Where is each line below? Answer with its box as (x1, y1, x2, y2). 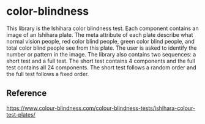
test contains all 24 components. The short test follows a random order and (6, 63, 197, 71)
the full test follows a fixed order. (6, 70, 89, 77)
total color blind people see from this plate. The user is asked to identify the (6, 44, 197, 52)
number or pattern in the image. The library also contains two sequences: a (6, 50, 196, 58)
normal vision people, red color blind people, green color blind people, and (6, 37, 195, 45)
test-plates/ (6, 110, 35, 118)
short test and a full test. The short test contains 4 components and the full (6, 57, 195, 64)
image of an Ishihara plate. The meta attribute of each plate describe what (6, 31, 193, 38)
